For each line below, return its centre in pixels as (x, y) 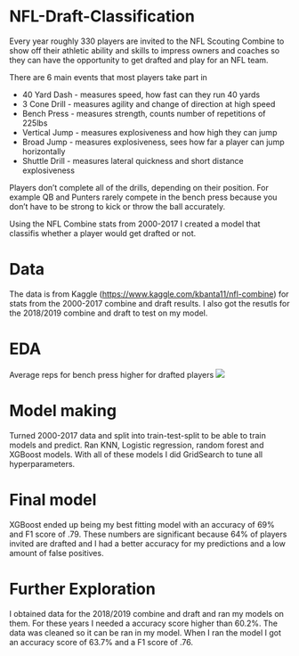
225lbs (35, 123)
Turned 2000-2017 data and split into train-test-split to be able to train (138, 435)
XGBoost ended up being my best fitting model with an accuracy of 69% (142, 524)
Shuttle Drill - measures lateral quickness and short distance (133, 160)
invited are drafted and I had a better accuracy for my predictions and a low (148, 543)
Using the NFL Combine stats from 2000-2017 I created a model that (135, 224)
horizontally (44, 151)
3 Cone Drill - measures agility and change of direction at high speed (149, 103)
